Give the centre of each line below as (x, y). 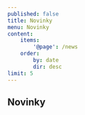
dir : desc (47, 67)
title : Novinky (30, 21)
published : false (33, 14)
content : (20, 34)
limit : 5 (20, 73)
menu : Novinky (29, 27)
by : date (46, 60)
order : (30, 54)
